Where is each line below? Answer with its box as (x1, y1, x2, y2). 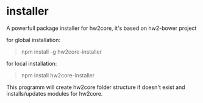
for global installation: (6, 36, 61, 43)
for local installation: (6, 60, 57, 67)
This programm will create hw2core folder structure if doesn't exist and (6, 83, 185, 91)
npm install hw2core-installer (21, 71, 95, 79)
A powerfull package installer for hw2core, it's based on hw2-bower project (6, 24, 197, 32)
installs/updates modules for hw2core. (6, 90, 103, 97)
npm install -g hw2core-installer (21, 48, 102, 55)
